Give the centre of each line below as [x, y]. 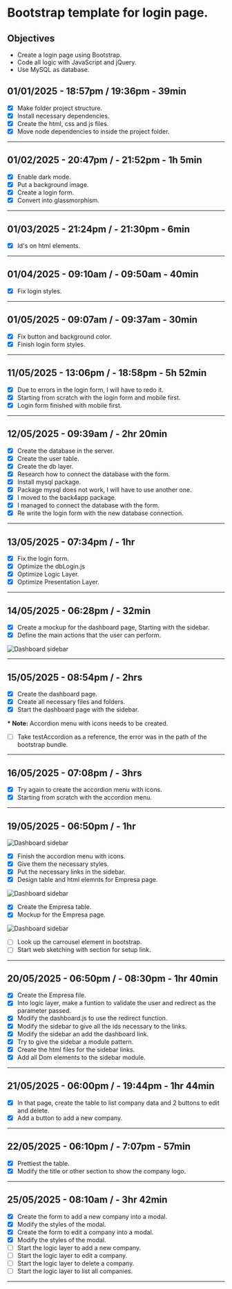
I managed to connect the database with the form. [88, 505]
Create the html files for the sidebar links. [76, 1049]
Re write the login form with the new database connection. [100, 513]
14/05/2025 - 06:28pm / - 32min [79, 611]
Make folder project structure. [59, 108]
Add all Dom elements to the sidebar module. [81, 1057]
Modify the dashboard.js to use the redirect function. [92, 1018]
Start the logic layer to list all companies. [75, 1271]
